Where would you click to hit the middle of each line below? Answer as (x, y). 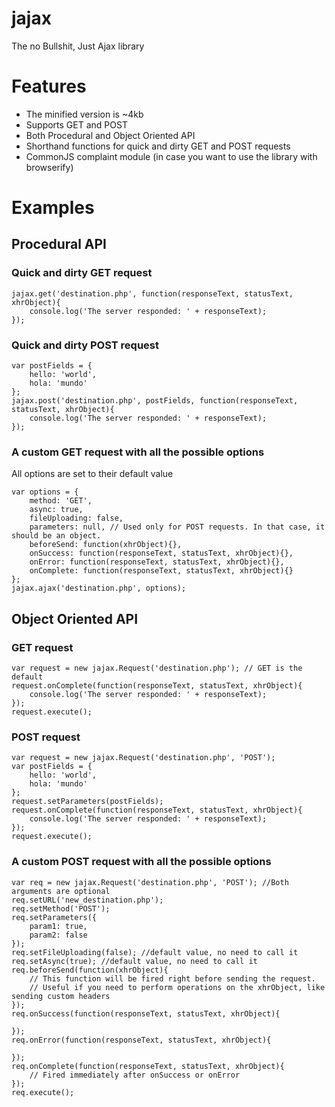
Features (49, 86)
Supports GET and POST (76, 124)
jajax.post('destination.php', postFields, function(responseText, (155, 401)
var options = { (45, 492)
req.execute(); (43, 1092)
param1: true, (58, 926)
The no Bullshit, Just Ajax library (78, 46)
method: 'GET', (61, 501)
